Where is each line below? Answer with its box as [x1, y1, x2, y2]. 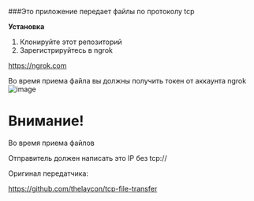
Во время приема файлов [8, 138, 95, 147]
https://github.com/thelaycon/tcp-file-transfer [8, 184, 158, 193]
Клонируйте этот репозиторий [19, 37, 122, 47]
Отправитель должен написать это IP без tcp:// [8, 153, 167, 162]
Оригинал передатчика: [8, 169, 89, 178]
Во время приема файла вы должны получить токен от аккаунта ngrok [8, 76, 247, 85]
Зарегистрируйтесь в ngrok [19, 46, 113, 54]
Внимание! [8, 112, 84, 130]
